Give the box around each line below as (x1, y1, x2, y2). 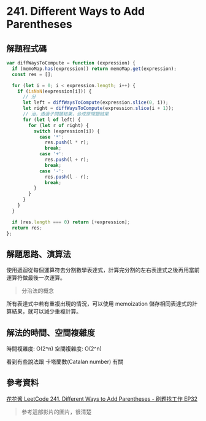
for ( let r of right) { (28, 122, 89, 128)
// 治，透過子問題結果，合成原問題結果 (22, 111, 109, 117)
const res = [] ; (12, 71, 53, 77)
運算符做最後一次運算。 (6, 274, 66, 282)
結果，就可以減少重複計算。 (11, 308, 82, 315)
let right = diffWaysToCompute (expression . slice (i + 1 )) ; (22, 106, 174, 112)
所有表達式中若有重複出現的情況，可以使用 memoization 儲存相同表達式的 (6, 300, 193, 307)
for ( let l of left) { (22, 117, 81, 123)
